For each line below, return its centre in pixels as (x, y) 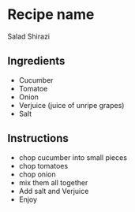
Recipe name (51, 15)
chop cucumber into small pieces (73, 157)
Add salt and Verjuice (54, 191)
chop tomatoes (43, 166)
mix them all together (53, 182)
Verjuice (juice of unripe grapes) (71, 105)
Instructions (38, 138)
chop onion (37, 174)
